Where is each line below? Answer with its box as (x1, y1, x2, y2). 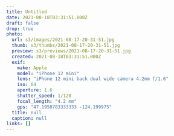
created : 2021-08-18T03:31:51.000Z (11, 54, 101, 60)
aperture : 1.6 (17, 87, 53, 93)
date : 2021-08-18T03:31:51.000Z (6, 14, 88, 20)
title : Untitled (6, 8, 47, 15)
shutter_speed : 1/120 (17, 93, 71, 99)
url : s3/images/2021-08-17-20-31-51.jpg (11, 37, 115, 43)
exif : (11, 59, 26, 65)
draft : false (6, 20, 39, 26)
